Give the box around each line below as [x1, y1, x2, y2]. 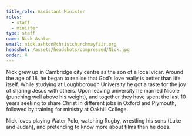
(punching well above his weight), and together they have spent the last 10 [6, 93, 186, 100]
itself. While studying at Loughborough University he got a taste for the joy [6, 80, 186, 88]
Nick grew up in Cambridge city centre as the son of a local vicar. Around [6, 68, 184, 75]
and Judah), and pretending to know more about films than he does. [6, 123, 171, 130]
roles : [6, 14, 22, 20]
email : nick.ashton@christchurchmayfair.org [6, 42, 117, 47]
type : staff [6, 30, 35, 36]
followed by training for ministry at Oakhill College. [6, 106, 128, 113]
